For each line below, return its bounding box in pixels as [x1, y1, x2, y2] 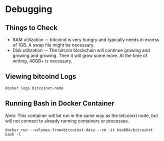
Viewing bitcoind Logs [5, 72, 76, 81]
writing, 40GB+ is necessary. [12, 58, 72, 63]
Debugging [5, 3, 52, 15]
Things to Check [5, 23, 57, 32]
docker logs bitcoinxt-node [5, 85, 64, 90]
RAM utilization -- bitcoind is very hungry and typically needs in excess [12, 36, 159, 42]
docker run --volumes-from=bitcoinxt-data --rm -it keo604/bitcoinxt [5, 127, 153, 132]
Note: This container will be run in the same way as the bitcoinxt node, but [5, 112, 158, 118]
